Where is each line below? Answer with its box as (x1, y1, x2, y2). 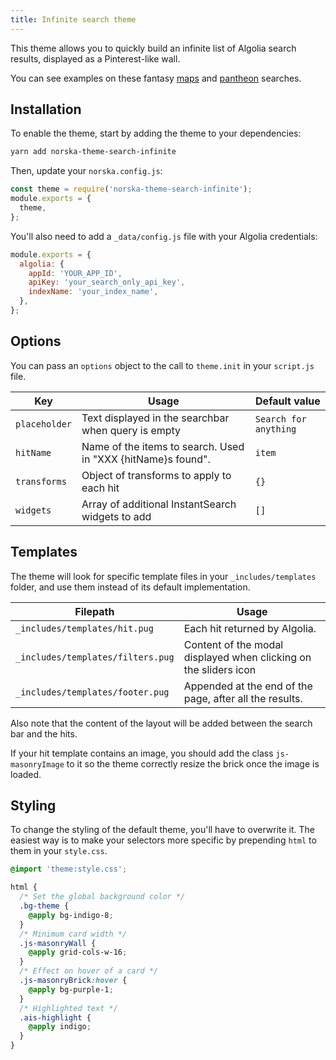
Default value (255, 394, 321, 408)
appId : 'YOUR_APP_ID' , (28, 268, 123, 278)
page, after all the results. (183, 691, 303, 705)
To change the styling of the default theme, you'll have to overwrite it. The (10, 824, 315, 836)
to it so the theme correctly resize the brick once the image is (66, 757, 320, 770)
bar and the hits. (10, 727, 78, 740)
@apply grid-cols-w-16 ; (28, 947, 128, 958)
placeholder (15, 418, 73, 430)
